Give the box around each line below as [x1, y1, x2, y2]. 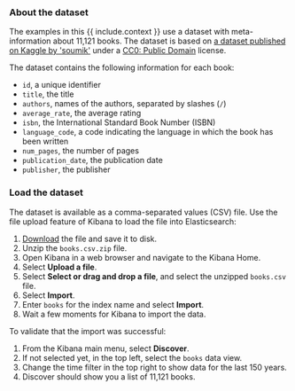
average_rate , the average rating [21, 108, 142, 119]
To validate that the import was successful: [9, 325, 167, 336]
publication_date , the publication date [21, 155, 164, 166]
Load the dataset [9, 186, 84, 199]
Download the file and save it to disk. [21, 233, 158, 244]
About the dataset [9, 6, 89, 19]
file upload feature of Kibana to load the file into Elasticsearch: [9, 215, 237, 227]
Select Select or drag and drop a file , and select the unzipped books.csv [21, 270, 286, 281]
